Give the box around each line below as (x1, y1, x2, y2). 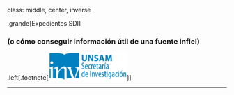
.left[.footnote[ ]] (7, 74, 132, 82)
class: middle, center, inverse (7, 6, 91, 14)
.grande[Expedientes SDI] (7, 19, 81, 27)
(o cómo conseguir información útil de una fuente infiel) (7, 36, 200, 46)
